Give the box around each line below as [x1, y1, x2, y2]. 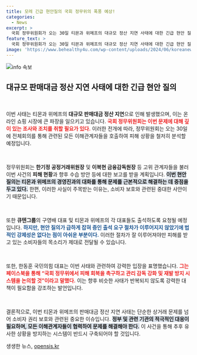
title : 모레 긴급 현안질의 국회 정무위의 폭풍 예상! [6, 8, 116, 15]
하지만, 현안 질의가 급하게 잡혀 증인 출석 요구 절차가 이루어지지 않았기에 [23, 224, 184, 231]
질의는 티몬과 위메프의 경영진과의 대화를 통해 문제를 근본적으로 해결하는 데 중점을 [6, 178, 189, 185]
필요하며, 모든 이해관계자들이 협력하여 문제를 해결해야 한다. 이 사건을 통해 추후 [6, 323, 184, 330]
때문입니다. [12, 193, 38, 200]
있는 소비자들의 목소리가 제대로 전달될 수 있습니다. [12, 238, 127, 245]
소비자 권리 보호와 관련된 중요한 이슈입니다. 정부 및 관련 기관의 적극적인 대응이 [12, 315, 189, 322]
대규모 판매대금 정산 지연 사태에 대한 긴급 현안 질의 [6, 83, 177, 93]
